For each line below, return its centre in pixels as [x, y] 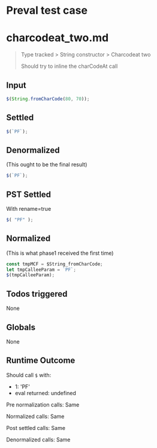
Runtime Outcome [41, 361]
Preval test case [47, 11]
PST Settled [29, 194]
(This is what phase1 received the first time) [60, 253]
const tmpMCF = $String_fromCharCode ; [55, 264]
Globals [21, 327]
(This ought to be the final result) [47, 165]
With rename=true [29, 209]
